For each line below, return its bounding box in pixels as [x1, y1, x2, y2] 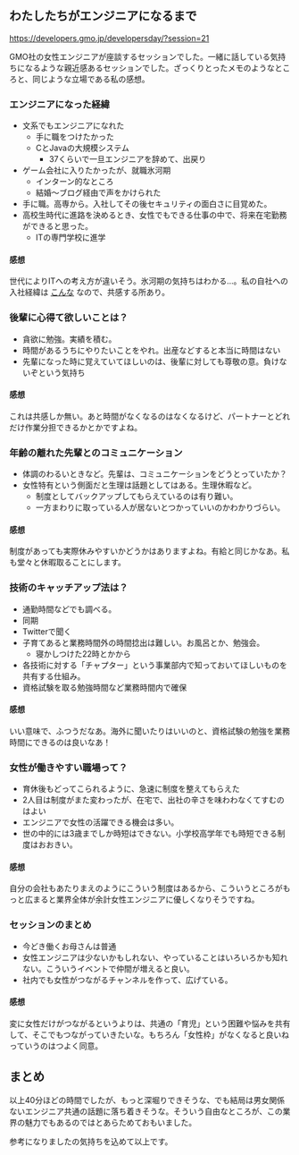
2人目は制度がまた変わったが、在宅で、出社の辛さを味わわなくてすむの [21, 794, 286, 805]
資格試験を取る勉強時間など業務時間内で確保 [21, 682, 187, 692]
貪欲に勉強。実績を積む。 [21, 334, 117, 344]
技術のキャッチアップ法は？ [9, 582, 129, 594]
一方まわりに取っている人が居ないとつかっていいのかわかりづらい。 [35, 502, 286, 513]
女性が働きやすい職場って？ [9, 761, 128, 774]
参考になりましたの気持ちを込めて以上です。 [9, 1135, 173, 1147]
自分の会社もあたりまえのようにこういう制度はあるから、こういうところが [9, 883, 283, 894]
